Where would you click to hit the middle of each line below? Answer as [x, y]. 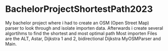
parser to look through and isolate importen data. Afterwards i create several [84, 28]
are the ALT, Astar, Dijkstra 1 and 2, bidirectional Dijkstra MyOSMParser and [83, 39]
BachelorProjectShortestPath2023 [79, 9]
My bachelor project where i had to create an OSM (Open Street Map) [77, 23]
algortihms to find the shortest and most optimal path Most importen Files [81, 33]
